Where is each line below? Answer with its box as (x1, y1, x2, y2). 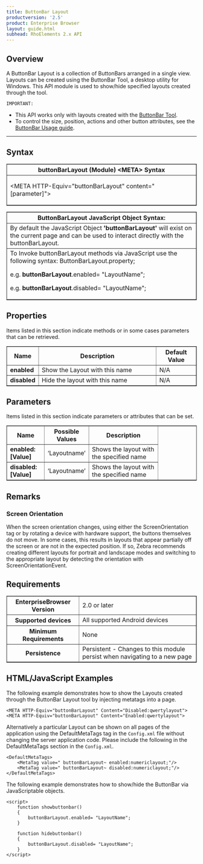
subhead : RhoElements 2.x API (6, 31, 83, 37)
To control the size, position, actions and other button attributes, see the (14, 117, 195, 124)
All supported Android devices (82, 616, 169, 624)
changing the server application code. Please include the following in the (6, 736, 187, 743)
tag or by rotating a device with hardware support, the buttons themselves (6, 530, 192, 537)
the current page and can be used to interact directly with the (10, 231, 184, 239)
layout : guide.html (6, 25, 56, 32)
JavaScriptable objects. (6, 787, 65, 795)
